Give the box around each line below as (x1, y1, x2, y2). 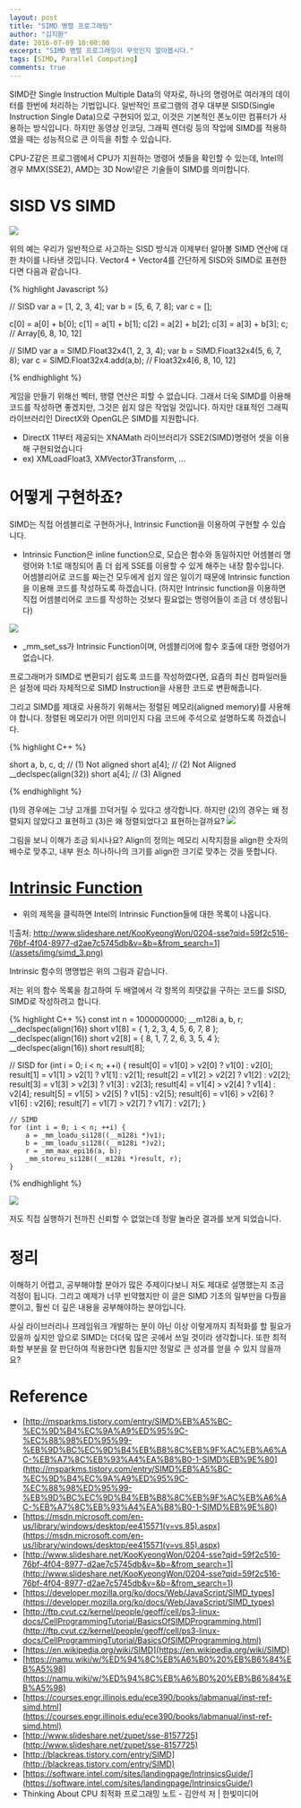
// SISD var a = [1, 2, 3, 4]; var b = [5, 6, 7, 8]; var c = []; (9, 301, 212, 312)
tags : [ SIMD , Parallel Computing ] (9, 55, 139, 64)
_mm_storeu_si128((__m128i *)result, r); (25, 1154, 182, 1163)
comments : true (9, 64, 66, 73)
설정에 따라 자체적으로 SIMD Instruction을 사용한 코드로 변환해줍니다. (18, 682, 262, 693)
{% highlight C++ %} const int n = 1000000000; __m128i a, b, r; (9, 1013, 244, 1024)
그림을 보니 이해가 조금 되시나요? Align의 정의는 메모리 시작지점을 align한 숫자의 (9, 834, 288, 845)
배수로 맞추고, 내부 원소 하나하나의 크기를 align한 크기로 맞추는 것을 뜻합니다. (9, 846, 278, 857)
